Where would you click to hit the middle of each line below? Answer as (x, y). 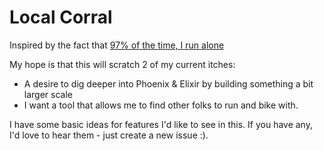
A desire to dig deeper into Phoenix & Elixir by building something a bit (168, 83)
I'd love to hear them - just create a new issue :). (109, 135)
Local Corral (61, 17)
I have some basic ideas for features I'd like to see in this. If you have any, (161, 124)
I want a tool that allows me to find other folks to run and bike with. (161, 105)
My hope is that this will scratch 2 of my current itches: (122, 64)
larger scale (48, 94)
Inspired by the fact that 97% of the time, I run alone (117, 45)
